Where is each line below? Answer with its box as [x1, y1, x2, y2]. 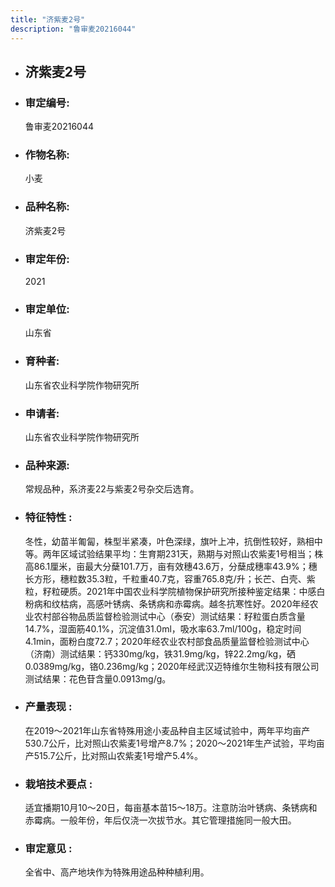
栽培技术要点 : [24, 777, 93, 791]
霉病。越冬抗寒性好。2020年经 [182, 597, 310, 610]
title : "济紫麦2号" [10, 14, 86, 25]
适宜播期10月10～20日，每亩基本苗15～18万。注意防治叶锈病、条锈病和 [24, 802, 318, 814]
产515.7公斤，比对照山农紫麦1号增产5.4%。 [24, 749, 203, 761]
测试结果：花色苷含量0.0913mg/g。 [24, 672, 172, 685]
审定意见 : [24, 842, 73, 856]
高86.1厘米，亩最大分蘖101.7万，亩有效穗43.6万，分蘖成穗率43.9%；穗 [24, 560, 318, 572]
